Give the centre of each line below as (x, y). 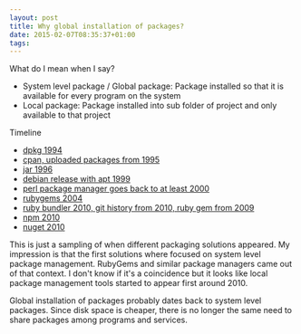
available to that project (66, 115)
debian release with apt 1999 (77, 179)
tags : (19, 43)
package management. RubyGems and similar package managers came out (151, 264)
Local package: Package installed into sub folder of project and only (150, 106)
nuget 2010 (44, 227)
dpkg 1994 (42, 150)
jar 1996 (37, 169)
